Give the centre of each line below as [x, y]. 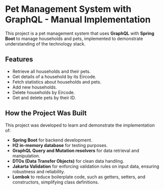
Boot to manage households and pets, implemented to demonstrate [74, 39]
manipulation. [26, 156]
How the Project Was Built [46, 113]
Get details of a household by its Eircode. [54, 76]
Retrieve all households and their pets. [51, 71]
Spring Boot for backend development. [52, 140]
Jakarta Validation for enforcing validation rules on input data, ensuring [86, 166]
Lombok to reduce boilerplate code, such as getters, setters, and [79, 177]
